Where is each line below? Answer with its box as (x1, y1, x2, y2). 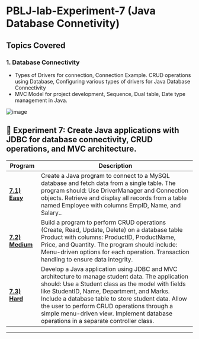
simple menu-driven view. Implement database (40, 309, 173, 318)
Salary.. (40, 209, 62, 217)
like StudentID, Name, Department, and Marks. (40, 287, 170, 295)
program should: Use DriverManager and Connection (40, 186, 188, 194)
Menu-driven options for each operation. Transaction (40, 248, 190, 256)
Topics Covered (6, 40, 66, 50)
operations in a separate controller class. (40, 316, 155, 325)
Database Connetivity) (6, 17, 120, 30)
